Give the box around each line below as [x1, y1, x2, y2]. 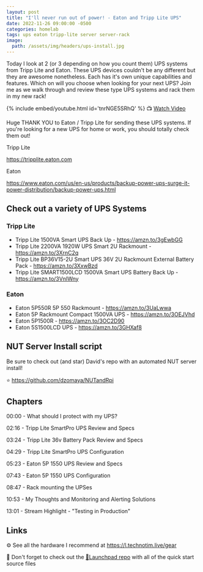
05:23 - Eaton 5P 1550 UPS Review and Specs [6, 460, 123, 467]
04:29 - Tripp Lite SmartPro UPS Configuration [6, 448, 124, 456]
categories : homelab [6, 26, 59, 32]
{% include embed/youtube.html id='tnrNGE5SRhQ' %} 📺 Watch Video [6, 105, 186, 112]
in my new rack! [6, 92, 46, 100]
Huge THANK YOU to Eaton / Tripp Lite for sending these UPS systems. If [6, 119, 191, 126]
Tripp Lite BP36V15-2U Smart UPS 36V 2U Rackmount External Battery [15, 255, 194, 263]
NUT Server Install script [6, 341, 103, 352]
